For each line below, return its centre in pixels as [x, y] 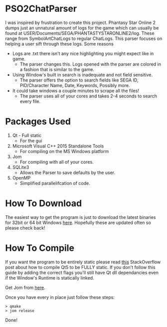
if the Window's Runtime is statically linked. [50, 277]
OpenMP [21, 177]
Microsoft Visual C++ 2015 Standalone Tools [58, 146]
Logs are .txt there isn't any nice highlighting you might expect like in [83, 53]
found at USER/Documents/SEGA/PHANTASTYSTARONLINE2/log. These [80, 33]
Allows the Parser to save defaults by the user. [68, 172]
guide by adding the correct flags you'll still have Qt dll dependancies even [82, 272]
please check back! [25, 227]
